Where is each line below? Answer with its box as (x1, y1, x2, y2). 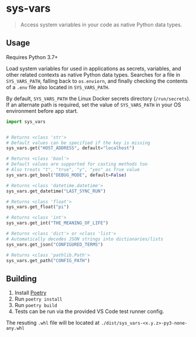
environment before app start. (6, 107, 78, 114)
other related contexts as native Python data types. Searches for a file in (6, 71, 180, 78)
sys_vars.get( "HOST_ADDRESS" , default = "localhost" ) (6, 145, 135, 151)
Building (6, 274, 37, 284)
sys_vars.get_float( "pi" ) (6, 204, 69, 210)
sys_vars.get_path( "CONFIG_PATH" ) (6, 257, 91, 263)
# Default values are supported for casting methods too (6, 161, 148, 167)
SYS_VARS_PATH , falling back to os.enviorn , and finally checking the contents (6, 77, 188, 84)
